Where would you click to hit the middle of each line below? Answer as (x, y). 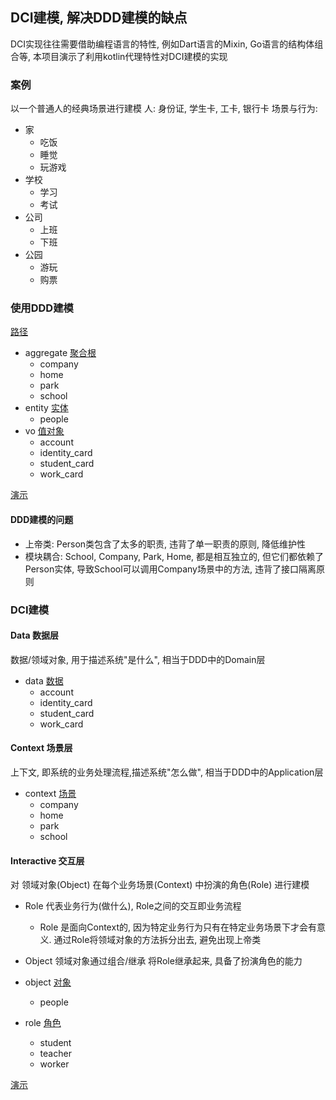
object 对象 (48, 982)
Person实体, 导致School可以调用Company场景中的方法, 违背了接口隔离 (170, 569)
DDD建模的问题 (42, 519)
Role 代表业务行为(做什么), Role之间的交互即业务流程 (133, 906)
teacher (55, 1054)
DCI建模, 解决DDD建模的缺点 (99, 18)
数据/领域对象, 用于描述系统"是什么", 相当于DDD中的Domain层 (138, 659)
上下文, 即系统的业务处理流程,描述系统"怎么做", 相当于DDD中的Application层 (167, 772)
